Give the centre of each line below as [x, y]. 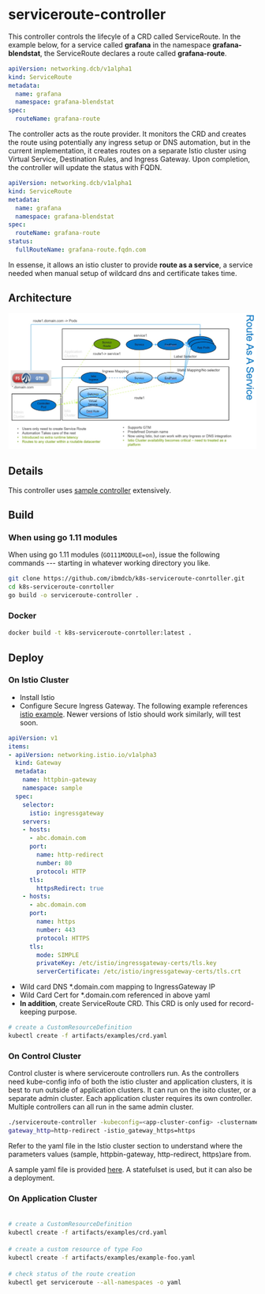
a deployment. [32, 1178]
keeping [33, 1012]
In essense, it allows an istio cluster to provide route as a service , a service [131, 265]
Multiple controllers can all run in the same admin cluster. [101, 1107]
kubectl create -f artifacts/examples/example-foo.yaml [102, 1258]
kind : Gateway [38, 763]
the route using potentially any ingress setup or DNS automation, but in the [129, 142]
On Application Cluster [53, 1198]
